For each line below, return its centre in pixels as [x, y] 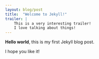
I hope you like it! [22, 52]
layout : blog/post [24, 10]
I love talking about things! [45, 28]
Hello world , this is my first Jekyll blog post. [50, 42]
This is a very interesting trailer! [53, 23]
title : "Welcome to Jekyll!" [36, 14]
